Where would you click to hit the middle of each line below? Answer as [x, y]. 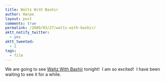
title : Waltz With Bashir [32, 10]
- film [16, 55]
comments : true [21, 23]
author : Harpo [20, 14]
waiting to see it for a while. [33, 75]
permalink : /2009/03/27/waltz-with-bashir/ [51, 28]
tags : [11, 51]
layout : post [19, 19]
